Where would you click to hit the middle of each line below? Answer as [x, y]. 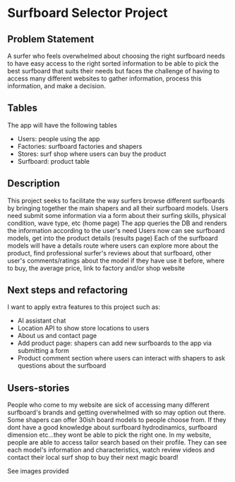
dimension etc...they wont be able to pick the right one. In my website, [109, 435]
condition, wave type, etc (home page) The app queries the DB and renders [117, 223]
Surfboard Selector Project [88, 13]
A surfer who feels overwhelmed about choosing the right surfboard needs [116, 56]
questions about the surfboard [62, 366]
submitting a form [43, 351]
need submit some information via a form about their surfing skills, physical [117, 215]
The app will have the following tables [62, 125]
